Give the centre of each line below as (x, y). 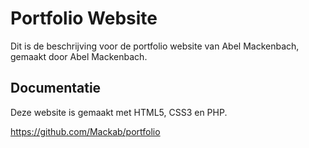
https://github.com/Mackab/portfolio (85, 131)
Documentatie (56, 88)
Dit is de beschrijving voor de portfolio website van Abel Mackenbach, (155, 46)
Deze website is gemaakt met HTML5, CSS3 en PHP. (119, 112)
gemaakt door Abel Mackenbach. (79, 56)
